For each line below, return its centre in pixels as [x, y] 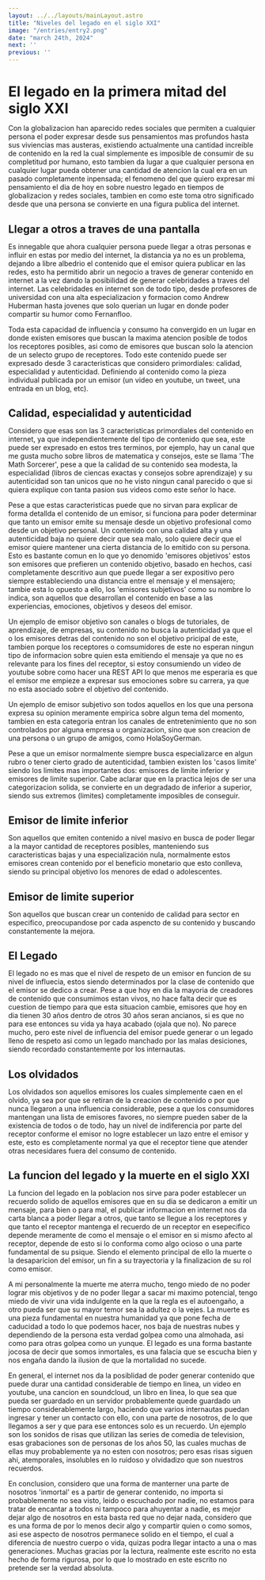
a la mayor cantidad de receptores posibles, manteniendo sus [109, 847]
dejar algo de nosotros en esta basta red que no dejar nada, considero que [130, 1517]
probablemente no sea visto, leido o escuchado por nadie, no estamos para [131, 1500]
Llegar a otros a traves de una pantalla [104, 229]
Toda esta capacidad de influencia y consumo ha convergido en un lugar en [132, 329]
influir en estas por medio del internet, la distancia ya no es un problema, [127, 255]
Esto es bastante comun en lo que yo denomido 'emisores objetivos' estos [129, 555]
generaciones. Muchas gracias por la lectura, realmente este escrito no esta [132, 1551]
